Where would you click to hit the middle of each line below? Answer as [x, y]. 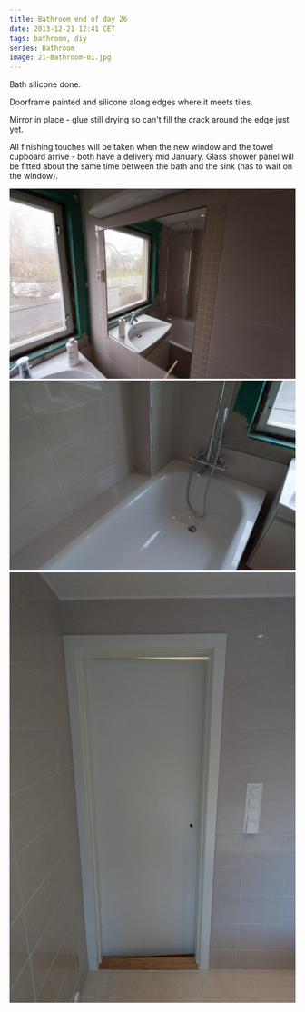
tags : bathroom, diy [49, 38]
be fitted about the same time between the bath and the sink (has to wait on [151, 166]
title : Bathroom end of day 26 [69, 19]
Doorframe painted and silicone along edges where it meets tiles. [131, 102]
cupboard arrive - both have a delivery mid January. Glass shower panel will [152, 157]
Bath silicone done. [45, 84]
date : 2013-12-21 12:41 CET [63, 29]
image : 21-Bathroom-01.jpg [60, 58]
